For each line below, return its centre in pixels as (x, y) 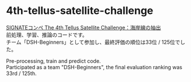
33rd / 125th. (21, 73)
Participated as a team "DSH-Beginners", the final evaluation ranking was (94, 67)
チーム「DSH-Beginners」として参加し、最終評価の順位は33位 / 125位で (93, 42)
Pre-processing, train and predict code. (53, 61)
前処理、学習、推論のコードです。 (47, 35)
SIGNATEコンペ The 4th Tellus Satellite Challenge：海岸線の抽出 (84, 27)
